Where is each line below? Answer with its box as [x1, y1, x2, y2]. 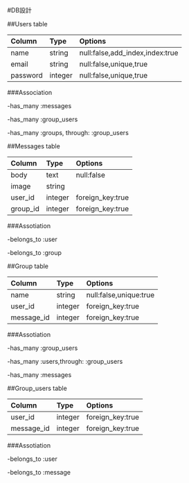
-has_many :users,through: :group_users [7, 358, 123, 365]
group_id [10, 204, 39, 213]
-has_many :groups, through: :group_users [7, 129, 129, 137]
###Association [7, 89, 53, 96]
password [10, 71, 43, 80]
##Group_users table [7, 384, 67, 392]
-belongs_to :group [7, 249, 62, 256]
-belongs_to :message [7, 468, 71, 476]
